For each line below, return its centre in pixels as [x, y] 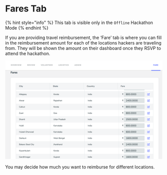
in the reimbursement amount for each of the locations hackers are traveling [83, 42]
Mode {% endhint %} [27, 27]
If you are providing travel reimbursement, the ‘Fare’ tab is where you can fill [83, 37]
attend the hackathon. [28, 53]
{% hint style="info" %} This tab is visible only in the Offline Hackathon [79, 22]
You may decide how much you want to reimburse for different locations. [80, 167]
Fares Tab [26, 9]
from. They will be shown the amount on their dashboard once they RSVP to [83, 48]
